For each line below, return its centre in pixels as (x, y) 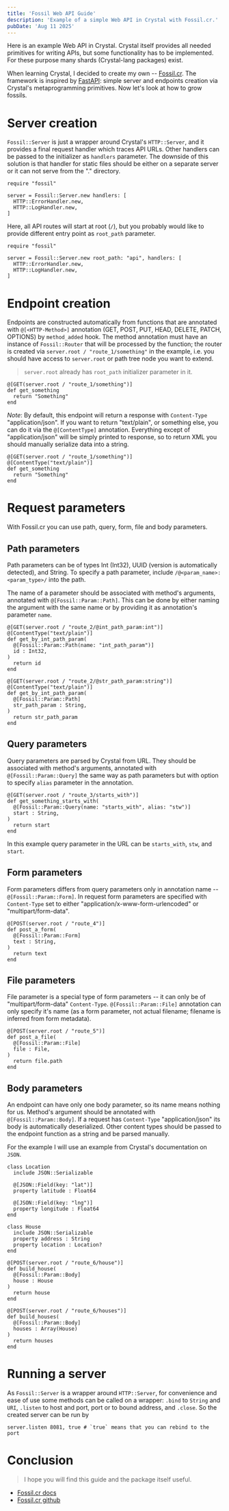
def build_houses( (33, 1317)
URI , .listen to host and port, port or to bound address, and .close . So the (112, 1408)
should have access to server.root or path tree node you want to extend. (110, 359)
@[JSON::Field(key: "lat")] (53, 1185)
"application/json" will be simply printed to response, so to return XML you (112, 437)
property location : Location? (58, 1245)
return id (27, 663)
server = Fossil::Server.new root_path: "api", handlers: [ (95, 258)
